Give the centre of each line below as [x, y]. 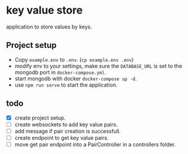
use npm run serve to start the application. [66, 85]
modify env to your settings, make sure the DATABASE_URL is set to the [98, 66]
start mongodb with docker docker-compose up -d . [76, 78]
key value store [44, 10]
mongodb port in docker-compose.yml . [60, 72]
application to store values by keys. [49, 27]
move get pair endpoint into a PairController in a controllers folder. [95, 144]
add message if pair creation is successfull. [68, 131]
